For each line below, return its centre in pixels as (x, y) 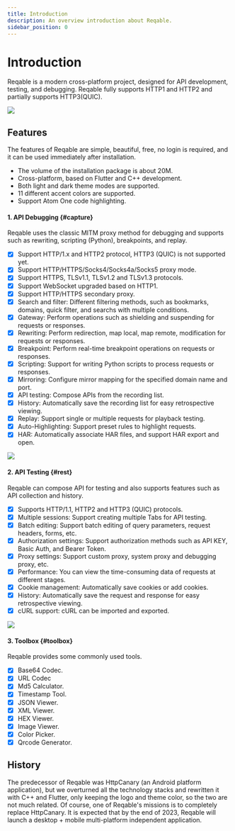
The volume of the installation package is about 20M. (95, 171)
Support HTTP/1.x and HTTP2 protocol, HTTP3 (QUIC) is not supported (121, 254)
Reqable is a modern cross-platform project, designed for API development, (118, 82)
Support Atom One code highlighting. (72, 201)
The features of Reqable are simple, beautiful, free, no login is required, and (118, 150)
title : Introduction (38, 14)
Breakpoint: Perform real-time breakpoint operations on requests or (116, 348)
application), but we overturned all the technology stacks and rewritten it (113, 790)
